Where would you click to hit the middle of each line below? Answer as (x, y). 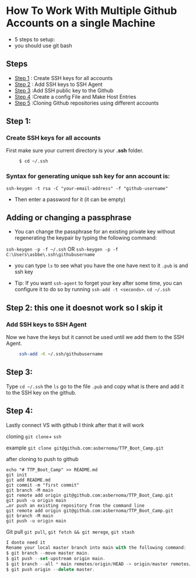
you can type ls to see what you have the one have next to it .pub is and (101, 266)
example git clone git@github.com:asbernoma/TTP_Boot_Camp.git (85, 448)
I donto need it (26, 542)
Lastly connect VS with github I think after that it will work (75, 425)
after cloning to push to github (42, 459)
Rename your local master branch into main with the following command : (96, 548)
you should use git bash (43, 46)
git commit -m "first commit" (43, 485)
